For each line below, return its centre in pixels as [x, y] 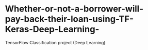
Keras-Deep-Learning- [52, 29]
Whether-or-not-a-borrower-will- [74, 9]
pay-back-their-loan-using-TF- [69, 19]
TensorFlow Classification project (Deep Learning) [55, 42]
